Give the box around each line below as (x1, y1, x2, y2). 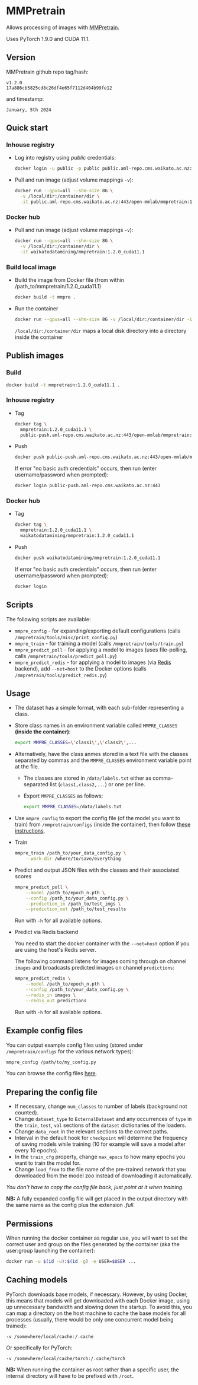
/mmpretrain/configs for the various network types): (6, 1047, 134, 1054)
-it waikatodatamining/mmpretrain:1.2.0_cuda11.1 (20, 249, 145, 255)
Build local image (6, 263, 57, 271)
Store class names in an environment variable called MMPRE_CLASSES (14, 722, 178, 729)
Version (6, 52, 35, 63)
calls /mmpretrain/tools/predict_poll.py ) (14, 652, 117, 659)
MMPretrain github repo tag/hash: (6, 68, 89, 75)
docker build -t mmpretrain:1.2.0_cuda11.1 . (6, 382, 120, 388)
